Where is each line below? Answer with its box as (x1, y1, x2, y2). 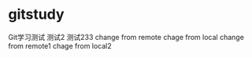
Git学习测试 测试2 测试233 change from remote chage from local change (8, 32, 244, 42)
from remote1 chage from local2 (8, 41, 112, 50)
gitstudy (8, 5, 65, 24)
